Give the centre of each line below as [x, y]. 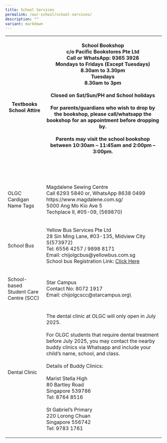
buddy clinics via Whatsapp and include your [99, 347]
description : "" [22, 19]
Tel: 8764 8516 [65, 397]
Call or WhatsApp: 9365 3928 [103, 58]
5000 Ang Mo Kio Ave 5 [75, 206]
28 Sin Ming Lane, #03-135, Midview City [96, 236]
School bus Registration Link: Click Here [93, 261]
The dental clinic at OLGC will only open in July [101, 316]
